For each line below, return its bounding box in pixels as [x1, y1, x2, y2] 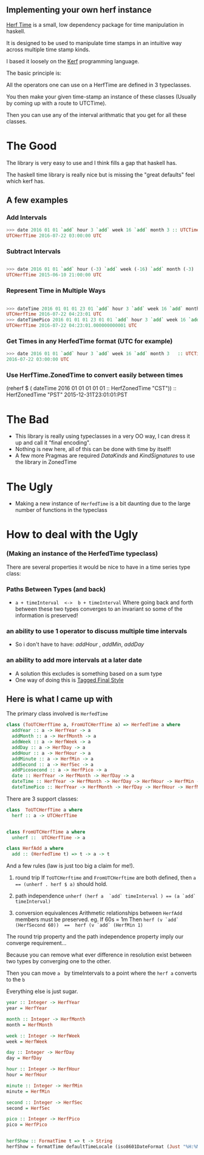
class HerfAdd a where [6, 846, 64, 852]
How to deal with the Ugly [6, 528, 138, 541]
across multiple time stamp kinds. [6, 46, 90, 53]
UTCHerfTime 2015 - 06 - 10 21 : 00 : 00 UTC [6, 272, 102, 278]
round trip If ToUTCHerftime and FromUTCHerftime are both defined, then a [15, 874, 196, 882]
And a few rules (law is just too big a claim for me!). [6, 862, 135, 869]
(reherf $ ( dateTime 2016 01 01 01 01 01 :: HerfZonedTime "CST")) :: [6, 385, 177, 392]
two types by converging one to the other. [6, 958, 111, 965]
